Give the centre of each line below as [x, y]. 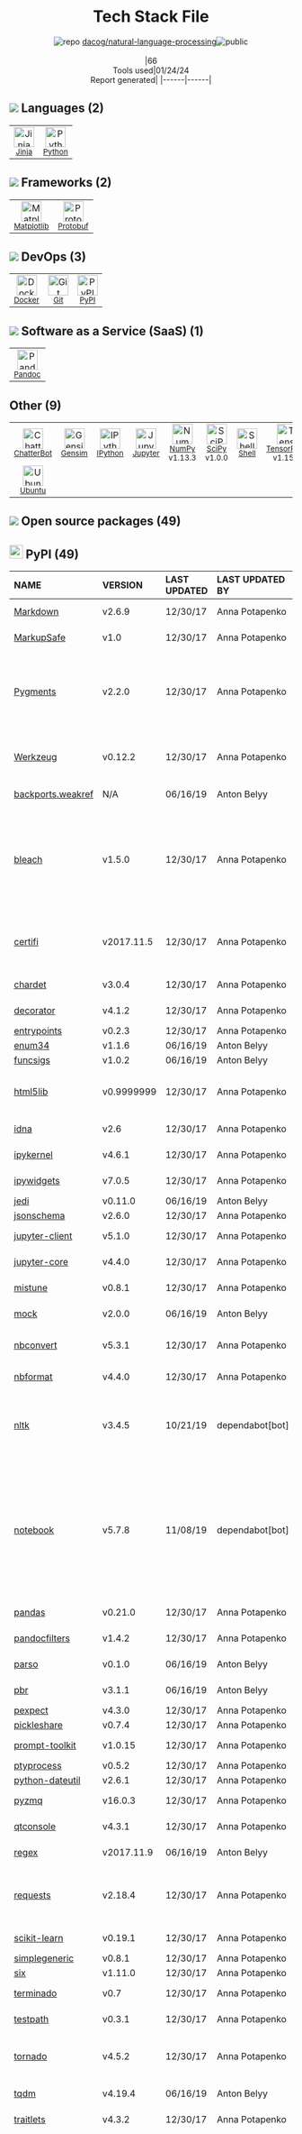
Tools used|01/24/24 [151, 70]
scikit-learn [39, 1938]
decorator [35, 1011]
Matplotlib [31, 226]
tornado [31, 2056]
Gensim [74, 453]
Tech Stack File [151, 17]
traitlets [30, 2120]
